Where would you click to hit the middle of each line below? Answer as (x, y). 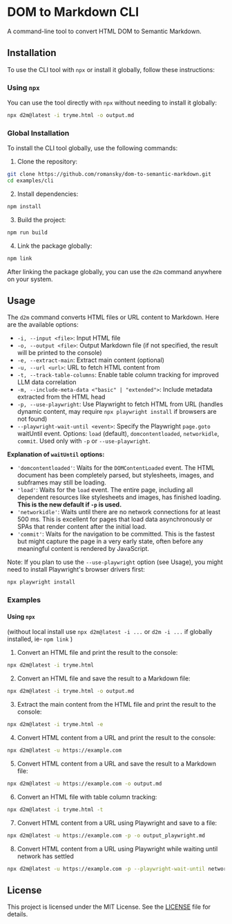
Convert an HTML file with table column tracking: (87, 797)
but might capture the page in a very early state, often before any (110, 541)
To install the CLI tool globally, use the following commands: (93, 148)
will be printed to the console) (59, 353)
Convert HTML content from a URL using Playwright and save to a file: (117, 823)
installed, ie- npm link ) (40, 639)
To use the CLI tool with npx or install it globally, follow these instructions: (111, 69)
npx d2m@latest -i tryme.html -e (55, 725)
